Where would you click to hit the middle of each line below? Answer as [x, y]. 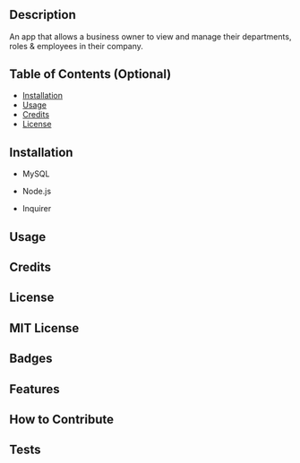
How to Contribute [62, 419]
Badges [31, 359]
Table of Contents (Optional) [90, 74]
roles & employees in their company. [76, 46]
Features [34, 389]
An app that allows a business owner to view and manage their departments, [150, 36]
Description [43, 15]
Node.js [37, 192]
